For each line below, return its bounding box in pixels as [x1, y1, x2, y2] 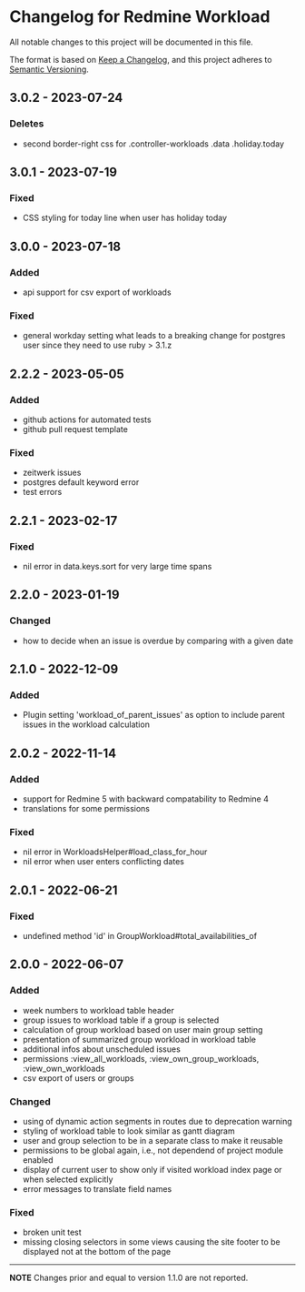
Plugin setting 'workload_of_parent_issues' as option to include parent [22, 710, 286, 721]
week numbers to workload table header [22, 1004, 174, 1015]
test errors [22, 487, 63, 498]
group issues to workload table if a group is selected [22, 1014, 220, 1025]
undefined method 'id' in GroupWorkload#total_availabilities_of [22, 931, 257, 942]
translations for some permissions [22, 803, 151, 814]
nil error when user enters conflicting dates [22, 856, 184, 867]
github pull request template [22, 423, 129, 434]
